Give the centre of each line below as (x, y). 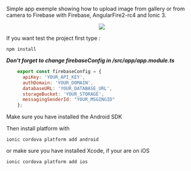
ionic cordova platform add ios (47, 162)
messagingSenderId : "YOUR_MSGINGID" (69, 100)
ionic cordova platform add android (52, 140)
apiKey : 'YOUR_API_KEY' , (54, 77)
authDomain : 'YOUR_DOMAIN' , (58, 83)
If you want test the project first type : (53, 38)
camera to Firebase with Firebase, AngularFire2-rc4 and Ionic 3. (86, 15)
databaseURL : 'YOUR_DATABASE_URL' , (67, 88)
